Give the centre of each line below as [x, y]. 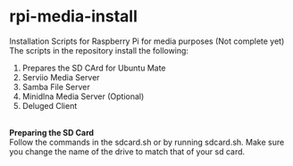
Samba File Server [56, 87]
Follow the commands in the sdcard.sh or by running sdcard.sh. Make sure [147, 142]
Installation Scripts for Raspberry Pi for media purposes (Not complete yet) [147, 41]
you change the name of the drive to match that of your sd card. [127, 151]
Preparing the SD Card [52, 132]
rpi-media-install [74, 17]
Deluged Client [50, 105]
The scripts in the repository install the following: [99, 50]
